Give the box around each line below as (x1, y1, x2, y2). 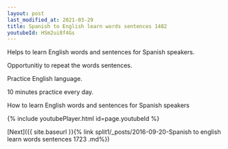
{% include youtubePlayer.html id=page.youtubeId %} (7, 115, 160, 123)
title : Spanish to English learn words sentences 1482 (7, 23, 168, 30)
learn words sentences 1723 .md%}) (7, 135, 110, 144)
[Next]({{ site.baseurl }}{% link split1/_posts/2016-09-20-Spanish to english (7, 128, 221, 136)
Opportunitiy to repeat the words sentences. (7, 61, 133, 69)
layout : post (7, 10, 45, 17)
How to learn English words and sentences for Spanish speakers (7, 101, 190, 110)
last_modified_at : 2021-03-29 (7, 16, 94, 23)
